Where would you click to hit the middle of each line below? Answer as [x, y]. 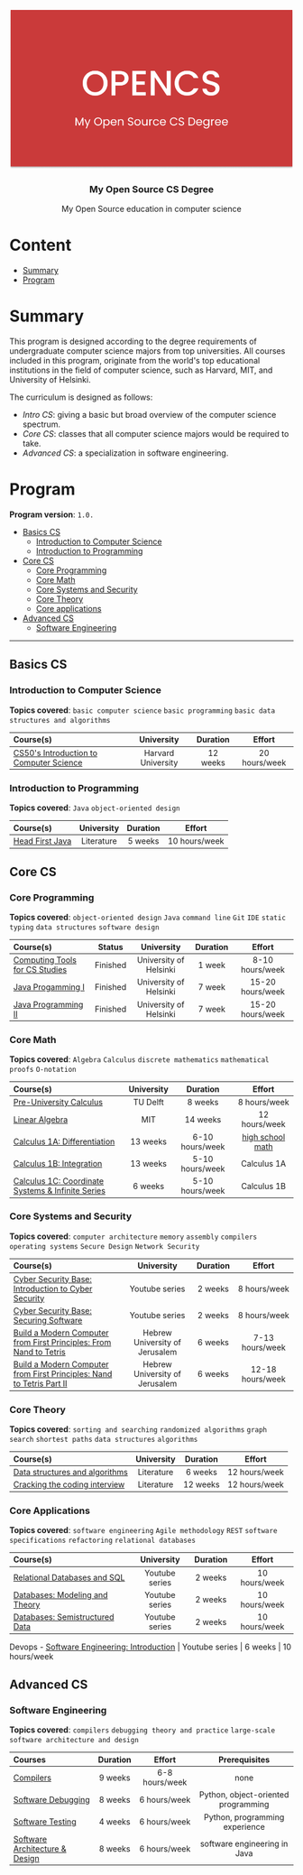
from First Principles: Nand [63, 1374]
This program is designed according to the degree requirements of [133, 342]
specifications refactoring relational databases [103, 1540]
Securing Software [48, 1320]
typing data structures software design [84, 928]
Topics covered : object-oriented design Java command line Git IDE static [148, 918]
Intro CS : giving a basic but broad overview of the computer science [149, 415]
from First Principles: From [62, 1343]
